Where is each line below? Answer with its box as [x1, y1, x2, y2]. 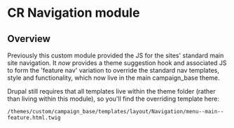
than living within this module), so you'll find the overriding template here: [7, 94, 219, 103]
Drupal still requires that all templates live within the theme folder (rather [7, 87, 216, 95]
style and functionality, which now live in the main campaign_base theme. [7, 73, 220, 82]
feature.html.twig [7, 114, 61, 121]
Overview [7, 33, 51, 45]
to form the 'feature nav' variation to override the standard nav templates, [7, 66, 219, 74]
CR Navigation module [7, 5, 140, 21]
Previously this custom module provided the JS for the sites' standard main [7, 51, 224, 59]
